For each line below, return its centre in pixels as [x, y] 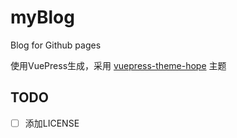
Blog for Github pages [56, 45]
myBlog [42, 17]
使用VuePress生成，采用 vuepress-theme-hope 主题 [118, 65]
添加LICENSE [52, 123]
